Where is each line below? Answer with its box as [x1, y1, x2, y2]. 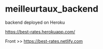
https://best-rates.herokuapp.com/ [5, 29, 76, 34]
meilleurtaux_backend [5, 3, 99, 15]
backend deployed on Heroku [5, 19, 65, 25]
